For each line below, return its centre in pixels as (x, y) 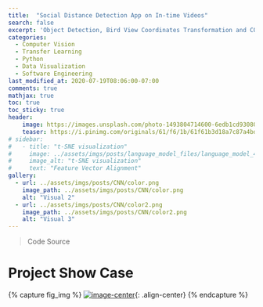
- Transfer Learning (49, 52)
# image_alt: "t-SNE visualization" (75, 161)
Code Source (49, 242)
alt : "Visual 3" (49, 219)
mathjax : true (31, 96)
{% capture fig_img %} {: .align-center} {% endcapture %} (128, 295)
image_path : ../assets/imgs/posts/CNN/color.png (103, 190)
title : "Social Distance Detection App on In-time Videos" (108, 15)
